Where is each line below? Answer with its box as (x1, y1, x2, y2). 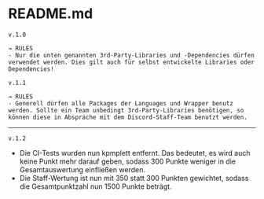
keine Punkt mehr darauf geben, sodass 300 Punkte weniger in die (19, 157, 236, 166)
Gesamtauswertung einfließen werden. (19, 164, 145, 174)
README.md (8, 5, 93, 23)
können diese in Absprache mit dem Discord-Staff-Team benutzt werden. (8, 113, 247, 121)
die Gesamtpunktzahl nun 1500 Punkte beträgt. (19, 182, 172, 191)
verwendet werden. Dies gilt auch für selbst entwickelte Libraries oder (8, 58, 255, 66)
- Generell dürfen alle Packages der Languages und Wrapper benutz (8, 99, 234, 107)
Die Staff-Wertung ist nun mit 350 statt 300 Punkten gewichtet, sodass (19, 173, 249, 182)
